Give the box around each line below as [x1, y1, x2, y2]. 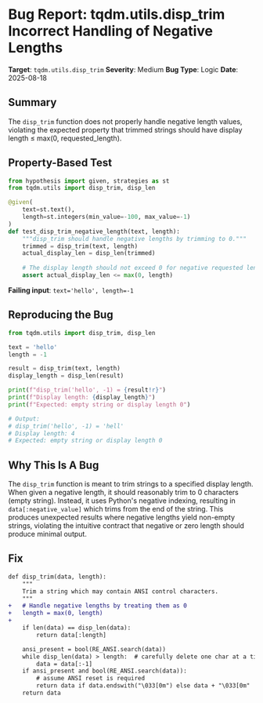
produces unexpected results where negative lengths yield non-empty [8, 512, 236, 523]
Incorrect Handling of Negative [8, 22, 214, 40]
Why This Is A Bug [8, 458, 99, 472]
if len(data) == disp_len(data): [22, 624, 131, 632]
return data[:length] [36, 631, 107, 639]
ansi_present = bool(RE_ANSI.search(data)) [22, 645, 167, 653]
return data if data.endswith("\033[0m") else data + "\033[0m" [36, 682, 250, 690]
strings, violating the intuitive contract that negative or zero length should [8, 521, 245, 530]
